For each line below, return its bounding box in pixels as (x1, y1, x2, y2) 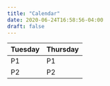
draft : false (7, 23, 45, 30)
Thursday (46, 45, 80, 54)
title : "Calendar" (7, 10, 60, 17)
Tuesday (10, 45, 40, 54)
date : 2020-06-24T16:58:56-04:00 (7, 17, 104, 23)
